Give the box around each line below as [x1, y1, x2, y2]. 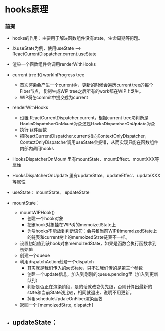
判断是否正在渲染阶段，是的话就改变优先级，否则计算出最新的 [27, 284, 153, 290]
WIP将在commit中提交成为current [19, 94, 88, 101]
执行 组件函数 [19, 127, 47, 133]
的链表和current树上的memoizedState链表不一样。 [27, 234, 130, 240]
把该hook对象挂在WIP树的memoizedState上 [27, 222, 116, 228]
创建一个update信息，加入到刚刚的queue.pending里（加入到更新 [27, 271, 159, 277]
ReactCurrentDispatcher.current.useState [12, 51, 97, 57]
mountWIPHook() [19, 210, 55, 216]
